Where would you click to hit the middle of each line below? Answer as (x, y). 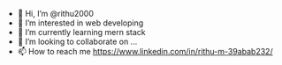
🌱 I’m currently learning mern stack (81, 32)
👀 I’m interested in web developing (80, 23)
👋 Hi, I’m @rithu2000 (56, 14)
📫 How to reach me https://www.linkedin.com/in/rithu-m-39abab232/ (145, 51)
